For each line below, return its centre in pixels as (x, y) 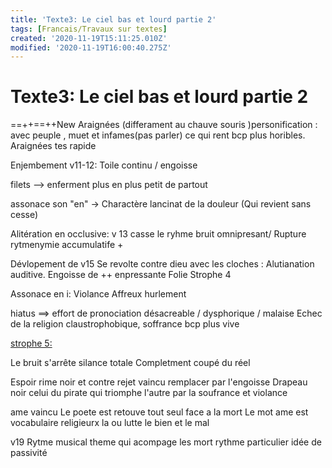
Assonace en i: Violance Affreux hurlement (98, 294)
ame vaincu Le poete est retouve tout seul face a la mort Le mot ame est (159, 412)
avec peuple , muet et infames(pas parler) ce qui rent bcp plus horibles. (158, 135)
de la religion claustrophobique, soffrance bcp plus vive (125, 324)
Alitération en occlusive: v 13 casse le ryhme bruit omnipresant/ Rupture (158, 234)
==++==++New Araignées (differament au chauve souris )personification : (164, 125)
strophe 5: (31, 343)
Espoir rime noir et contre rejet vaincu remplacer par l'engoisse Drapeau (159, 382)
